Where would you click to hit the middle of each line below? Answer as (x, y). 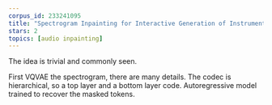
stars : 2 (23, 31)
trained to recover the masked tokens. (72, 94)
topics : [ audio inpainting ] (56, 38)
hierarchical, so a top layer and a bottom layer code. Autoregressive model (133, 86)
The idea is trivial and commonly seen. (73, 61)
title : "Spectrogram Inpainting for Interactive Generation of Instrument (137, 23)
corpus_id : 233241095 (45, 16)
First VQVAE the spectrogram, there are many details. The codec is (120, 77)
